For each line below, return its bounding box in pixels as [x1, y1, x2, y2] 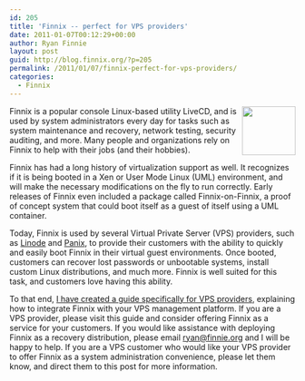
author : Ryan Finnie [9, 38, 88, 48]
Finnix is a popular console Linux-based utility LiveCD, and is [9, 105, 238, 116]
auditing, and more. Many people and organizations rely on [9, 134, 230, 145]
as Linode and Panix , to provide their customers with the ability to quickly [9, 237, 284, 248]
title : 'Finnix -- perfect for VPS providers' [9, 22, 189, 31]
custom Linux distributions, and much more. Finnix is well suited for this [9, 266, 278, 277]
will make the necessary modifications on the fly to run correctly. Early [9, 181, 273, 191]
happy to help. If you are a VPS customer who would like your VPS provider [9, 341, 291, 352]
